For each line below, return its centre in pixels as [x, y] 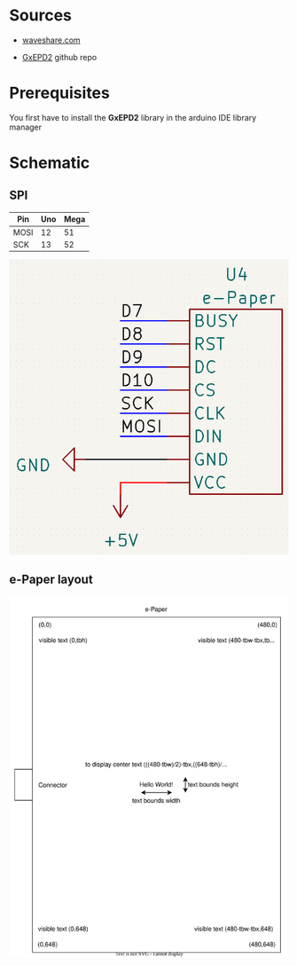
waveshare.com [51, 40]
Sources [41, 16]
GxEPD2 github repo [59, 57]
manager [26, 127]
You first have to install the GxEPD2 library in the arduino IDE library [133, 117]
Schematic [50, 163]
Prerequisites [60, 93]
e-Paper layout [51, 580]
